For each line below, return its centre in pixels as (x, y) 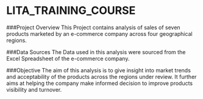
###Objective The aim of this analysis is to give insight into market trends (98, 70)
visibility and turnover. (34, 89)
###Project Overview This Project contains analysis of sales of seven (94, 27)
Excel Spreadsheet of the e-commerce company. (68, 58)
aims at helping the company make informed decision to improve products (100, 83)
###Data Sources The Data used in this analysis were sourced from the (96, 52)
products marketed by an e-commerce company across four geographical (100, 33)
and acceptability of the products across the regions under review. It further (101, 77)
